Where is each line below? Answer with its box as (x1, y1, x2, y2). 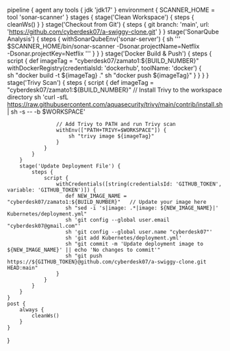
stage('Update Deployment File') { (19, 163, 121, 170)
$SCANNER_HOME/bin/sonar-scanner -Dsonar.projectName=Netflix (7, 42, 200, 50)
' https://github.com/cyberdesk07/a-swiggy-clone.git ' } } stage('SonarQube (7, 27, 219, 36)
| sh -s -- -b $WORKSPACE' (7, 107, 86, 116)
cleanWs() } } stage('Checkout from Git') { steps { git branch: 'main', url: (7, 21, 210, 28)
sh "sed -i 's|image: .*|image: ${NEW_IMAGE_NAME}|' (65, 205, 219, 211)
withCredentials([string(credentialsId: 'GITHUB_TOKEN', (55, 181, 222, 187)
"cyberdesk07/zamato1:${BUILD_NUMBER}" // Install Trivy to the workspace (7, 86, 222, 94)
